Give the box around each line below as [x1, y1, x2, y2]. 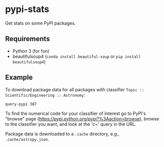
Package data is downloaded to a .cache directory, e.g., [5, 130, 120, 136]
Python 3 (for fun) [12, 48, 50, 54]
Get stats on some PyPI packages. [5, 20, 76, 26]
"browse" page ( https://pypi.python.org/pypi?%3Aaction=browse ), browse [5, 115, 159, 121]
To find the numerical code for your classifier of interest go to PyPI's [5, 110, 146, 116]
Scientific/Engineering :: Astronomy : [5, 92, 85, 98]
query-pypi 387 [5, 101, 37, 106]
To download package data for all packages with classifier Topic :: [5, 86, 144, 92]
